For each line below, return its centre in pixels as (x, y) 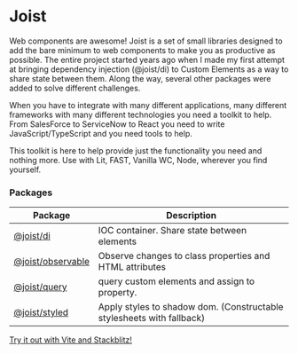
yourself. (25, 169)
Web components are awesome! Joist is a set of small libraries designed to (146, 41)
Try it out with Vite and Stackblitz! (71, 340)
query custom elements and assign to (176, 281)
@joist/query (41, 287)
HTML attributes (132, 267)
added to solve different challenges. (75, 88)
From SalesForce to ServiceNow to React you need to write (117, 124)
